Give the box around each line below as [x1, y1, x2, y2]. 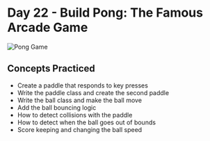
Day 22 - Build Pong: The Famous [7, 5, 204, 21]
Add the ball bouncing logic [17, 103, 97, 112]
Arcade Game [7, 19, 88, 35]
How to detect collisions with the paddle [17, 110, 133, 119]
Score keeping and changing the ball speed [17, 125, 143, 133]
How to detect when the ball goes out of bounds [17, 118, 156, 126]
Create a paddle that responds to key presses [17, 81, 148, 90]
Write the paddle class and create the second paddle [17, 88, 169, 97]
